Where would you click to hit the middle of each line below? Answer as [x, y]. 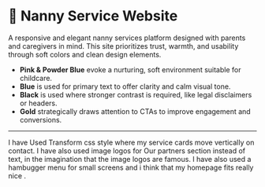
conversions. [41, 119]
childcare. [36, 78]
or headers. [38, 103]
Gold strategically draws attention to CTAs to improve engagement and [135, 111]
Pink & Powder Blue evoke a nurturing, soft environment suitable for [130, 69]
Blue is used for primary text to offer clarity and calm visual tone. [125, 86]
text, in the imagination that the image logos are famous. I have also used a [130, 159]
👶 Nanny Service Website [93, 16]
